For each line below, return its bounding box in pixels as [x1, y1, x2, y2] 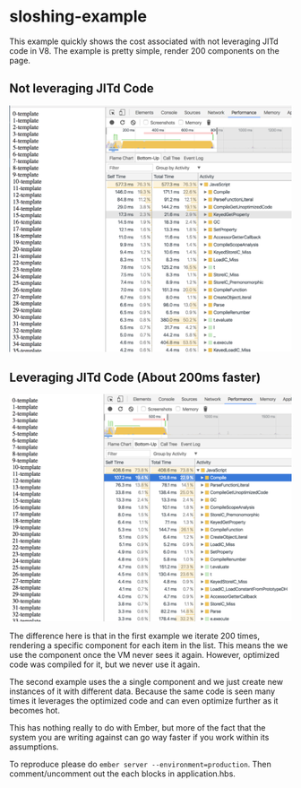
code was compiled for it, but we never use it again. [9, 659, 201, 670]
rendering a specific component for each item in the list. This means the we [9, 639, 288, 651]
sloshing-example [9, 6, 148, 27]
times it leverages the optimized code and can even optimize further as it [9, 695, 279, 706]
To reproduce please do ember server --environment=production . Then [9, 758, 271, 769]
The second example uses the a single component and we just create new [9, 676, 284, 687]
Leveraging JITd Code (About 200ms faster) [9, 369, 262, 385]
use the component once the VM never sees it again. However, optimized [9, 649, 280, 660]
